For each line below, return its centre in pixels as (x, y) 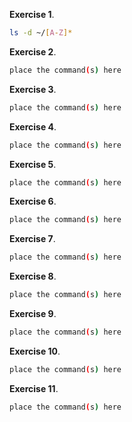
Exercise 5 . (33, 164)
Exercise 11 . (34, 388)
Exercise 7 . (32, 239)
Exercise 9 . (33, 313)
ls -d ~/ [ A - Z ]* (41, 33)
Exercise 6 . (33, 201)
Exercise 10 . (35, 351)
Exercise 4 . (33, 126)
